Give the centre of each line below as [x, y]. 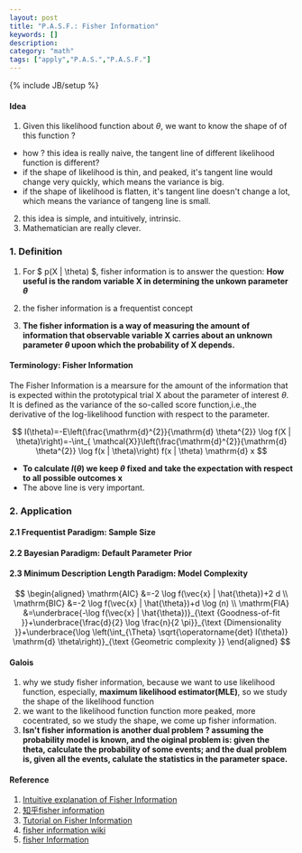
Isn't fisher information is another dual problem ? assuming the [143, 730]
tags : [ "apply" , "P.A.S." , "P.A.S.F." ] [80, 60]
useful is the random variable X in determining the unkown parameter [155, 281]
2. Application [41, 511]
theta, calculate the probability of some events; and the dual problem [154, 749]
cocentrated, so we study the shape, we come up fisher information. [149, 721]
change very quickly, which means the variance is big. [123, 182]
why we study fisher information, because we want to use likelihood [148, 682]
